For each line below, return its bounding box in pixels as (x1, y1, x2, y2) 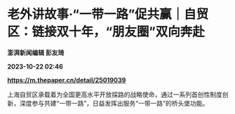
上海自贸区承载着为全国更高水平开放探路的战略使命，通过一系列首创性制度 (7, 90, 222, 99)
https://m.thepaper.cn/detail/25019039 (7, 76, 126, 84)
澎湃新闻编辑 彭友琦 (7, 48, 65, 57)
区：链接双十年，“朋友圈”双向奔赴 (7, 24, 206, 40)
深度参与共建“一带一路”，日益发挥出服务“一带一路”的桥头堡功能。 (19, 99, 209, 107)
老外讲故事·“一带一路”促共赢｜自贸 (7, 6, 209, 22)
